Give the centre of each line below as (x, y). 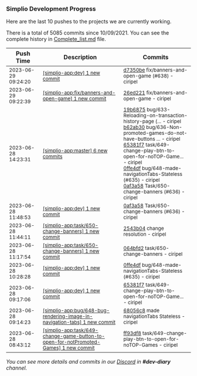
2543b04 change (144, 228)
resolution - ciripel (145, 234)
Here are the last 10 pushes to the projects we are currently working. (89, 22)
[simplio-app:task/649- (71, 331)
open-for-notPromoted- (72, 342)
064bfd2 (134, 248)
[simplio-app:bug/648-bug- (77, 311)
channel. (17, 368)
